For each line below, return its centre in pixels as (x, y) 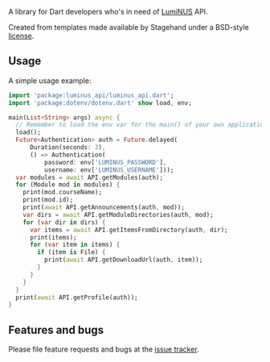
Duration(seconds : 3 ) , (67, 148)
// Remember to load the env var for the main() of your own (120, 125)
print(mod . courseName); (63, 193)
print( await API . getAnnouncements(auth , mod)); (104, 208)
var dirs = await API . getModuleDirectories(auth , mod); (119, 214)
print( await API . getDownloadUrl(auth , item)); (123, 260)
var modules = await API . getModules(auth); (89, 177)
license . (21, 36)
